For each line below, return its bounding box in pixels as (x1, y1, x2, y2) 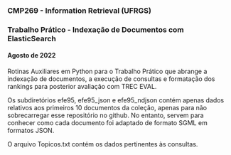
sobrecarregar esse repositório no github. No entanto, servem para (7, 111, 204, 119)
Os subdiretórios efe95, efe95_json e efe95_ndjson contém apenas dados (7, 96, 225, 105)
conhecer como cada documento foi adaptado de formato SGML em (7, 119, 208, 127)
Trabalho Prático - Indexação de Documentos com (7, 24, 185, 34)
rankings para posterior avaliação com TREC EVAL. (7, 82, 157, 91)
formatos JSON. (7, 127, 55, 135)
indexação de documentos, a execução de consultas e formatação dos (7, 75, 215, 83)
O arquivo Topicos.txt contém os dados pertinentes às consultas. (7, 140, 198, 149)
